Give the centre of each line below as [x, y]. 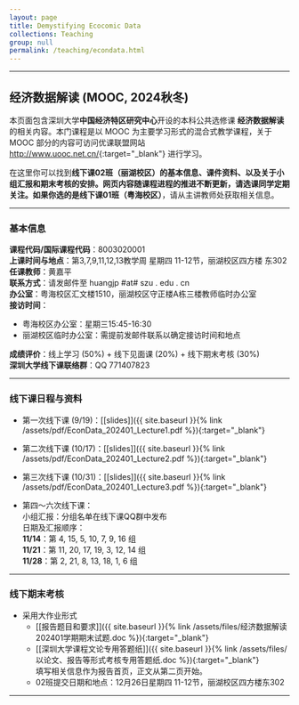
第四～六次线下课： [57, 505]
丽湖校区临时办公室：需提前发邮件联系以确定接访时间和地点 [131, 336]
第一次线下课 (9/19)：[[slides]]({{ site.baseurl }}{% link [122, 420]
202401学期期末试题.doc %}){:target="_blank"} [122, 637]
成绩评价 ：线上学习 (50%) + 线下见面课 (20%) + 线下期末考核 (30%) [134, 354]
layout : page [33, 17]
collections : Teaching [51, 34]
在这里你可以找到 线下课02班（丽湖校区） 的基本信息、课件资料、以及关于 [143, 172]
